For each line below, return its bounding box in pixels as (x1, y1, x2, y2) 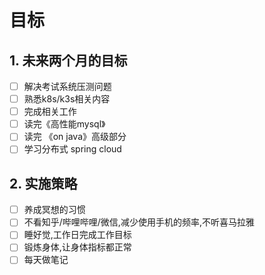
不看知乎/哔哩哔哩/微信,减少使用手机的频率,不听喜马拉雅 (23, 216, 255, 228)
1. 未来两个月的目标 (9, 52, 128, 69)
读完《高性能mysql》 (23, 118, 106, 130)
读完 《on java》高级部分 (23, 131, 127, 143)
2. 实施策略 (9, 175, 78, 192)
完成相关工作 (23, 106, 77, 118)
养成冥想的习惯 (23, 204, 86, 216)
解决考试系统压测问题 (23, 81, 112, 92)
